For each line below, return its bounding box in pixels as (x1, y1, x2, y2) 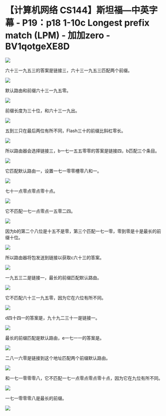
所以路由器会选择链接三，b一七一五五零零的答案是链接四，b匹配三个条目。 (5, 148, 160, 154)
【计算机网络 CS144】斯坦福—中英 (5, 5, 149, 16)
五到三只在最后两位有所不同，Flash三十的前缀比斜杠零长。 (5, 128, 126, 134)
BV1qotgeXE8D (5, 41, 70, 52)
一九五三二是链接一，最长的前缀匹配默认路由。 (5, 274, 101, 280)
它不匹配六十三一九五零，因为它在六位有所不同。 (5, 294, 106, 300)
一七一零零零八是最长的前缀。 (5, 395, 66, 401)
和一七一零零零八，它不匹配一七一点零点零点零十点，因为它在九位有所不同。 (5, 375, 163, 381)
